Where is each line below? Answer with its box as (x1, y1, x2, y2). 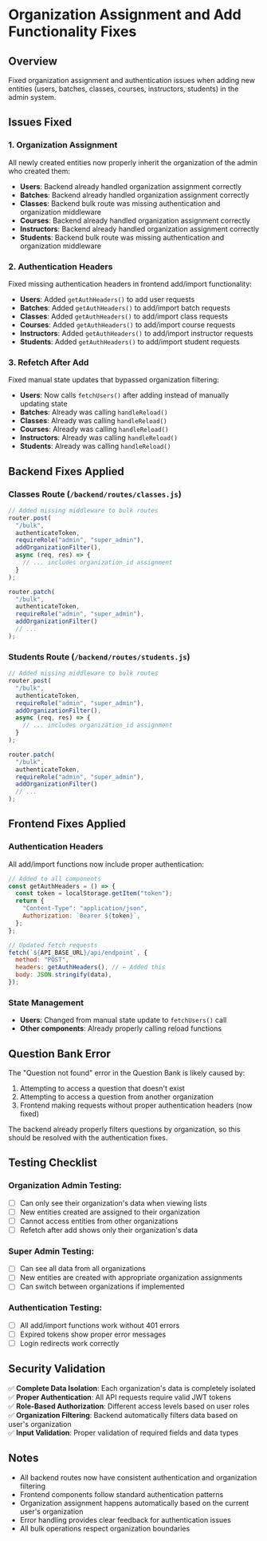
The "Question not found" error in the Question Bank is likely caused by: (8, 1068, 245, 1078)
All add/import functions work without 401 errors (19, 1320, 180, 1330)
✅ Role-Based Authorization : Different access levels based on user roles (8, 1401, 249, 1411)
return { (15, 897, 45, 905)
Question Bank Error (8, 1047, 112, 1060)
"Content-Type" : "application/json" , (22, 905, 148, 913)
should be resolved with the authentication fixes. (8, 1133, 168, 1143)
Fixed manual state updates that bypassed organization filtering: (8, 375, 219, 385)
